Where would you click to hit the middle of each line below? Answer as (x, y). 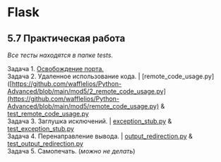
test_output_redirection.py (45, 144)
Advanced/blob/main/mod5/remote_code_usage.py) (83, 106)
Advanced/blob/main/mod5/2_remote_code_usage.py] (86, 91)
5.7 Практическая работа (66, 38)
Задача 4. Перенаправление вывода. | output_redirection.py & (100, 136)
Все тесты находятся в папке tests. (60, 55)
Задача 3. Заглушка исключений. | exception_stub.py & (90, 121)
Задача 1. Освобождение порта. (56, 69)
